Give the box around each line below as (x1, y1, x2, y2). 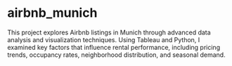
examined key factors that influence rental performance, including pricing (7, 43, 220, 51)
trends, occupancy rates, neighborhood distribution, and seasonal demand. (7, 51, 226, 59)
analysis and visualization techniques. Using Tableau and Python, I (7, 35, 200, 44)
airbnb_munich (7, 5, 98, 21)
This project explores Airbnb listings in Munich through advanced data (7, 28, 211, 37)
